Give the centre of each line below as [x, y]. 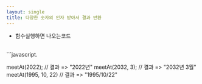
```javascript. [22, 54]
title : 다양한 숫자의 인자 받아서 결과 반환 [54, 18]
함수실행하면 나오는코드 [43, 36]
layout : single [26, 12]
